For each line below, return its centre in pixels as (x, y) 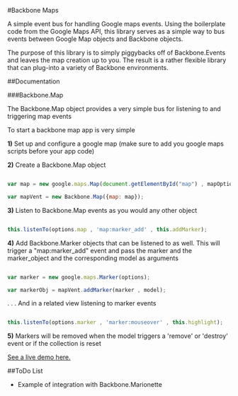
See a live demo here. (39, 357)
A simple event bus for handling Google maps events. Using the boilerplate (117, 24)
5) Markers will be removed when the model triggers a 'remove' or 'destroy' (118, 336)
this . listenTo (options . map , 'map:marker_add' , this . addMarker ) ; (107, 229)
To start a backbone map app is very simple (72, 130)
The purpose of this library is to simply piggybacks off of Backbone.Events (117, 53)
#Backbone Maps (33, 10)
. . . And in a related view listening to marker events (82, 303)
